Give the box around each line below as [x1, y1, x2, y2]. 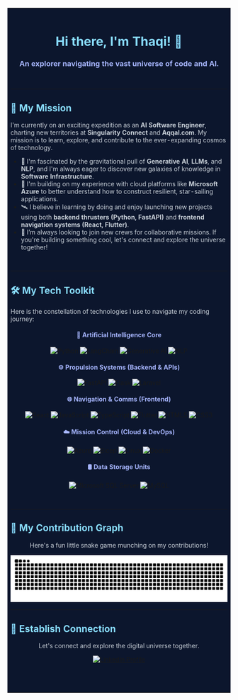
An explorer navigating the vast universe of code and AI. [18, 58, 220, 68]
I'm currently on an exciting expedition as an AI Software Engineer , [10, 121, 207, 130]
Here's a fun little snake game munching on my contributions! [29, 541, 209, 549]
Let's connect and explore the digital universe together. [38, 642, 200, 650]
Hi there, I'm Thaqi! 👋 [55, 33, 183, 50]
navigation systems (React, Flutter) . [21, 220, 130, 229]
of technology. [10, 143, 53, 152]
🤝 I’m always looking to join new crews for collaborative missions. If [21, 228, 217, 237]
